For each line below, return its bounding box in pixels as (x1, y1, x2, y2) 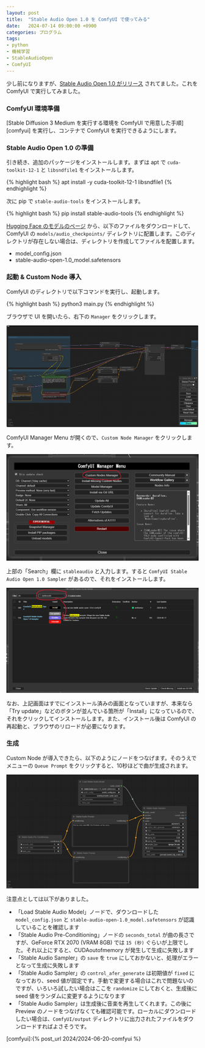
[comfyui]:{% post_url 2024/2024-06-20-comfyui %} (6, 1035, 142, 1042)
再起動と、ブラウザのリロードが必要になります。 (6, 722, 129, 730)
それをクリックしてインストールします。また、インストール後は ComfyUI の (6, 715, 196, 722)
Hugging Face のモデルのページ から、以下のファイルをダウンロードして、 (6, 222, 194, 230)
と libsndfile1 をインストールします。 (40, 166, 137, 174)
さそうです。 (57, 1022, 90, 1030)
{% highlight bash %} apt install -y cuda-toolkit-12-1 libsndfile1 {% (6, 178, 173, 186)
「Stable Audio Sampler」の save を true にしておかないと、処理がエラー (15, 954, 199, 961)
